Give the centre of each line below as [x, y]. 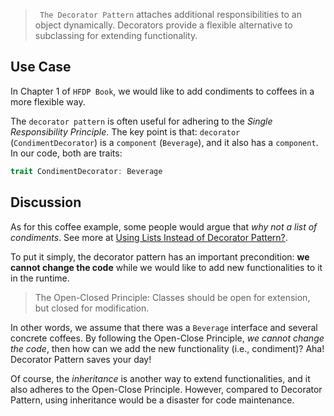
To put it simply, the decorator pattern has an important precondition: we [160, 256]
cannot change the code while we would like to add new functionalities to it [166, 267]
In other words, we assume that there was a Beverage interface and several [164, 327]
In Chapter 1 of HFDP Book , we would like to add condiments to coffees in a [162, 91]
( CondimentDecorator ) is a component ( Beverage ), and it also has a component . [164, 142]
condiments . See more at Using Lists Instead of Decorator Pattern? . [149, 237]
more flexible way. [48, 101]
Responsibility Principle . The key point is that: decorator [125, 131]
